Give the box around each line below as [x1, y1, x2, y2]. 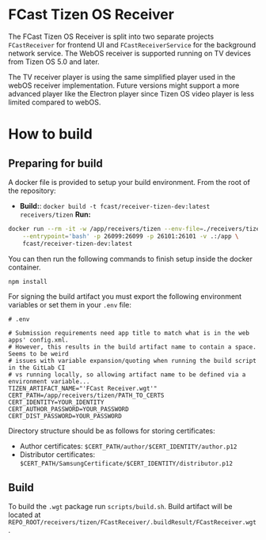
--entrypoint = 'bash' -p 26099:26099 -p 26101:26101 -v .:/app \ [22, 232, 239, 240]
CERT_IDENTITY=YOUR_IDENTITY [8, 398, 104, 406]
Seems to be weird [8, 349, 69, 357]
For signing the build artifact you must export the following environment [8, 291, 242, 301]
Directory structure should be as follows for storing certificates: [8, 425, 215, 436]
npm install [8, 278, 47, 285]
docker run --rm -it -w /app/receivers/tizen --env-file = [8, 225, 203, 232]
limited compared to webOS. [8, 97, 101, 107]
